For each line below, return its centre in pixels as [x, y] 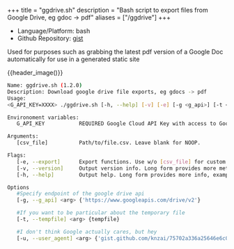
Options [18, 187]
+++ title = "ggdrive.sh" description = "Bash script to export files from [108, 10]
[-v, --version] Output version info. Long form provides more [116, 168]
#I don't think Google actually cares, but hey [87, 232]
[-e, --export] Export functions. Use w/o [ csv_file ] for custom [121, 162]
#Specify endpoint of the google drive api [80, 194]
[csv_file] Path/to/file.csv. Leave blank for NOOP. [108, 143]
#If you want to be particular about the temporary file [101, 213]
